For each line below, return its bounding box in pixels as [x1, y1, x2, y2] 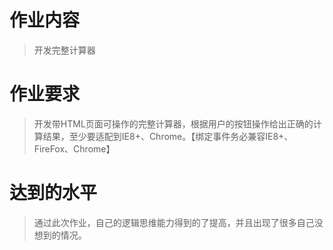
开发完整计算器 [33, 44, 96, 56]
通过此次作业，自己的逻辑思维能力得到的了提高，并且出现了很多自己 [33, 216, 315, 228]
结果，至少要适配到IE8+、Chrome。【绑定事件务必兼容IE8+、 [42, 130, 294, 142]
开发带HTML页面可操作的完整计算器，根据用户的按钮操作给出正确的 [33, 117, 314, 130]
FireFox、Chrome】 [33, 142, 116, 155]
